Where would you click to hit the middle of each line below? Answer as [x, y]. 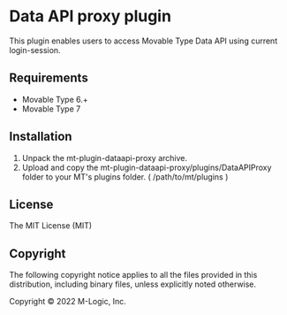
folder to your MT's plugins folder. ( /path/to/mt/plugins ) [125, 177]
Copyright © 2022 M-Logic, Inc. [68, 302]
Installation [41, 137]
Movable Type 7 [51, 109]
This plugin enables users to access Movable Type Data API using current [143, 41]
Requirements [49, 78]
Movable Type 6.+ [55, 99]
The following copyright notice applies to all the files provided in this [133, 275]
